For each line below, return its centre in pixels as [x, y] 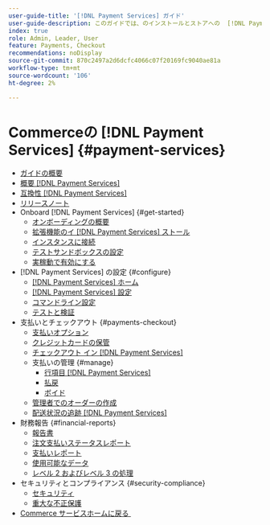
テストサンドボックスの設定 [78, 252]
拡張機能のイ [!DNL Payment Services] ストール [111, 232]
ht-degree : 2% [32, 83]
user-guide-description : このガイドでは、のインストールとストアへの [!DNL [127, 23]
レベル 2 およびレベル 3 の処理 [83, 473]
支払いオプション [60, 332]
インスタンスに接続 [64, 242]
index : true [28, 31]
